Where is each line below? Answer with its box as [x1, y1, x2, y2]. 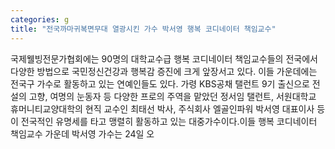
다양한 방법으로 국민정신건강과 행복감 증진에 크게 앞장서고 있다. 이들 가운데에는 [10, 65, 318, 77]
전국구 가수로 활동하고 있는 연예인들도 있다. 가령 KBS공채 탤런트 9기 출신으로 [10, 77, 310, 90]
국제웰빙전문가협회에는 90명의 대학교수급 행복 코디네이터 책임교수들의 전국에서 [10, 52, 318, 65]
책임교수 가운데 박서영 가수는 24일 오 [10, 127, 155, 140]
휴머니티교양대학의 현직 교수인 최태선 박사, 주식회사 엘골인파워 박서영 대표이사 [10, 102, 315, 115]
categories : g [10, 14, 70, 25]
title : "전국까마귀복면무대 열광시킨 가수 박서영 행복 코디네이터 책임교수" [10, 24, 277, 34]
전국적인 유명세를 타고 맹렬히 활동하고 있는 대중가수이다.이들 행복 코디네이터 [20, 115, 318, 127]
